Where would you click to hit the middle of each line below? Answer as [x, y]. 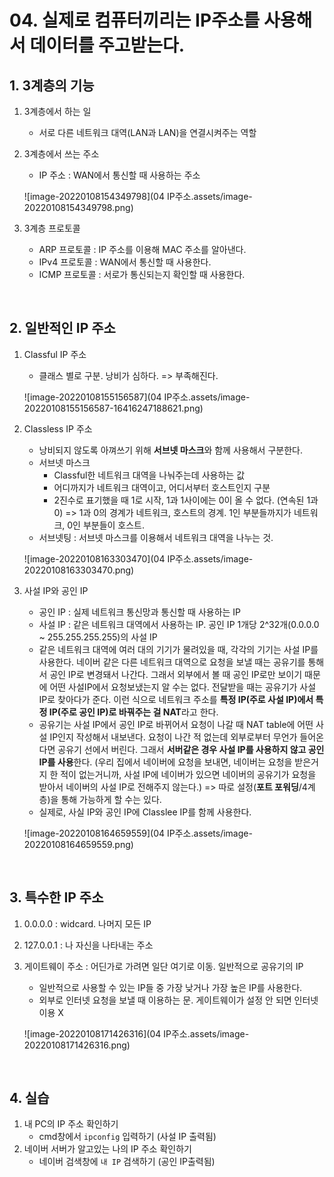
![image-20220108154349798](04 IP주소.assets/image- [138, 196]
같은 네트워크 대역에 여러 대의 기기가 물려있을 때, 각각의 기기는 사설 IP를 [178, 649]
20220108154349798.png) [78, 207]
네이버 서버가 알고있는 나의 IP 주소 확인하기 [107, 1149]
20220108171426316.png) [77, 1045]
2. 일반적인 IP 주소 [62, 328]
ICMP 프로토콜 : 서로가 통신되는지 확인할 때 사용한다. [142, 274]
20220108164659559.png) [78, 844]
